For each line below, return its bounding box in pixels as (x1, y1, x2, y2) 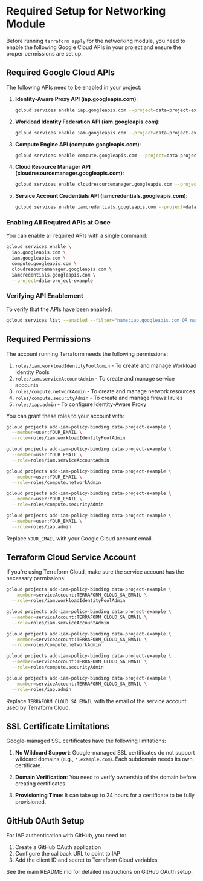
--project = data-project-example (11, 277, 94, 284)
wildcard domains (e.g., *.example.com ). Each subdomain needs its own (14, 755, 193, 763)
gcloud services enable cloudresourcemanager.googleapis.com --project (14, 182, 199, 188)
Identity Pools (14, 368, 50, 376)
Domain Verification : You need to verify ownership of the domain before (14, 773, 196, 781)
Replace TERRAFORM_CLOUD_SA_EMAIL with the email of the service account (6, 697, 187, 704)
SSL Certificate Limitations (6, 721, 110, 732)
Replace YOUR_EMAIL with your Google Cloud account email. (6, 534, 153, 542)
